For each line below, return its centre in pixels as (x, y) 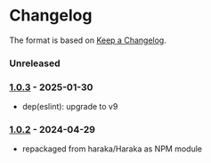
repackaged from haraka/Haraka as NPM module (112, 149)
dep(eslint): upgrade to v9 (70, 107)
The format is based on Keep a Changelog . (88, 40)
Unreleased (35, 63)
